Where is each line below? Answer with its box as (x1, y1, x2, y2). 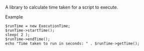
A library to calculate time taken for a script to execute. (5, 4, 118, 10)
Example (5, 14, 23, 19)
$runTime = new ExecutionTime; (5, 23, 70, 28)
